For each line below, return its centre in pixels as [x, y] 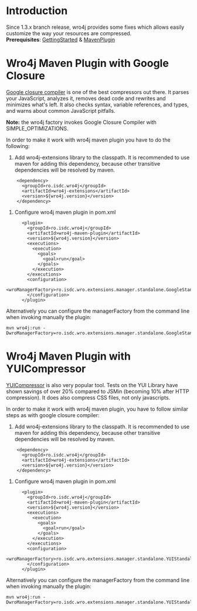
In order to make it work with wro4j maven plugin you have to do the [89, 140]
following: [18, 146]
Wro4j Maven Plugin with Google [87, 63]
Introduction [37, 11]
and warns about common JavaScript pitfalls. [61, 110]
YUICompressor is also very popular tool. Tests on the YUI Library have [92, 385]
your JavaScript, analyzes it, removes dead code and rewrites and [86, 98]
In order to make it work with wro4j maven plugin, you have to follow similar [97, 409]
